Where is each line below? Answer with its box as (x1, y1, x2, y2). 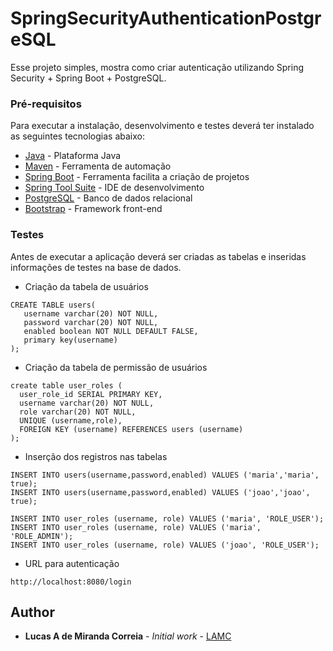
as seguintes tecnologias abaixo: (10, 130, 145, 142)
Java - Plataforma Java (24, 150, 122, 162)
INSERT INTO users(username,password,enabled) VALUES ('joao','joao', (10, 487, 311, 497)
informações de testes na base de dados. (10, 261, 182, 273)
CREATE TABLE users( (10, 300, 97, 310)
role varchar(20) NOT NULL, (19, 407, 137, 417)
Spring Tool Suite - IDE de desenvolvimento (24, 182, 205, 194)
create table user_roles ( (10, 380, 123, 391)
